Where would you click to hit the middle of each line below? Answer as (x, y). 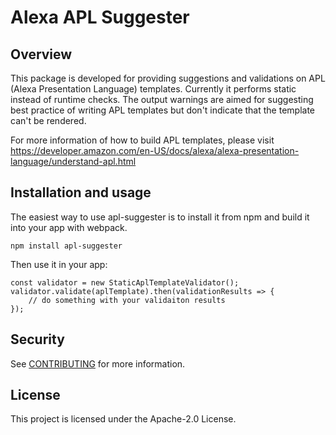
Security (37, 339)
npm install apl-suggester (66, 246)
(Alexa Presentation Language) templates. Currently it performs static (153, 89)
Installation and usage (81, 192)
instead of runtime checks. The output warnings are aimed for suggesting (162, 99)
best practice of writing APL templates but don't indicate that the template (163, 110)
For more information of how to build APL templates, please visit (142, 140)
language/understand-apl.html (73, 161)
